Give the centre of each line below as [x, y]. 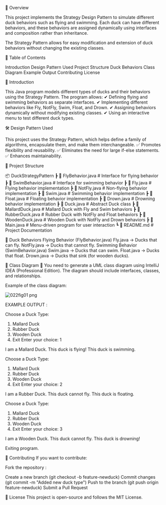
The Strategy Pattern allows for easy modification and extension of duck [79, 43]
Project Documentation [29, 230]
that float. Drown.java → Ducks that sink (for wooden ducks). [67, 256]
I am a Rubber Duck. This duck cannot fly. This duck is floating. [70, 394]
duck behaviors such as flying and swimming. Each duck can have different [82, 23]
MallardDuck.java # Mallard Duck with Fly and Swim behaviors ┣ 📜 [73, 209]
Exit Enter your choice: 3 [37, 429]
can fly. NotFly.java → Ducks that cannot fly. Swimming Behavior [71, 245]
